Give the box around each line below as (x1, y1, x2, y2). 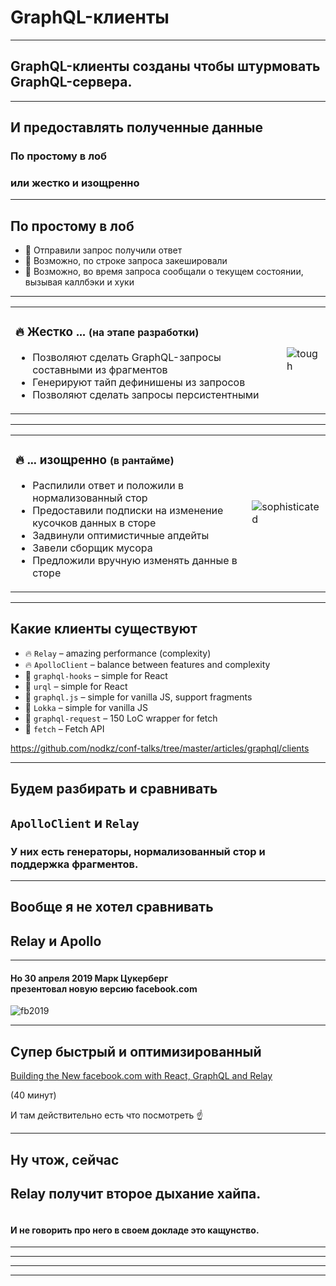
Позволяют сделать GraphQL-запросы (32, 351, 222, 365)
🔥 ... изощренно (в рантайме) (15, 452, 175, 468)
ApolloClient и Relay (10, 814, 140, 831)
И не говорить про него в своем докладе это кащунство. (10, 1224, 260, 1236)
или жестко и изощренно (10, 176, 140, 190)
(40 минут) (10, 1089, 57, 1101)
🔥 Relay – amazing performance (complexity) (24, 647, 212, 659)
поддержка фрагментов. (10, 857, 139, 871)
